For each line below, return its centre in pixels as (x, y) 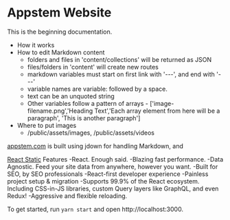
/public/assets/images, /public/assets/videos (91, 133)
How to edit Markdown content (61, 52)
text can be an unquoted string (71, 96)
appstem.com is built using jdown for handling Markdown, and (95, 146)
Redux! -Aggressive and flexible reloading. (67, 196)
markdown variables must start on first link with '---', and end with (121, 74)
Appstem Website (59, 13)
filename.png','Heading (60, 111)
